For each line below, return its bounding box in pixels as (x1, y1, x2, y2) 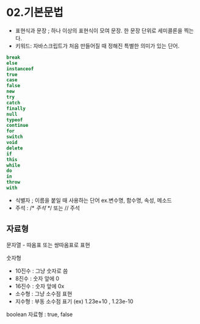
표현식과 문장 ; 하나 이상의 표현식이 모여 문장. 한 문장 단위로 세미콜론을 (15, 27, 183, 34)
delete (6, 145, 23, 151)
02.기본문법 (6, 5, 63, 20)
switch (6, 134, 23, 140)
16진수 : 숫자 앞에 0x (15, 282, 65, 290)
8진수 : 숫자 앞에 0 (15, 275, 60, 282)
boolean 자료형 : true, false (6, 311, 73, 318)
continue (6, 123, 29, 129)
